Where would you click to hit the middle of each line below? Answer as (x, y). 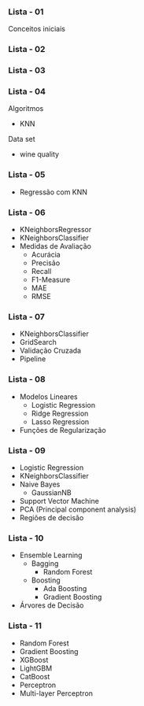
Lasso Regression (60, 421)
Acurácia (46, 255)
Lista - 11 (25, 626)
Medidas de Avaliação (55, 246)
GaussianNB (52, 492)
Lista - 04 (27, 91)
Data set (22, 139)
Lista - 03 (27, 71)
